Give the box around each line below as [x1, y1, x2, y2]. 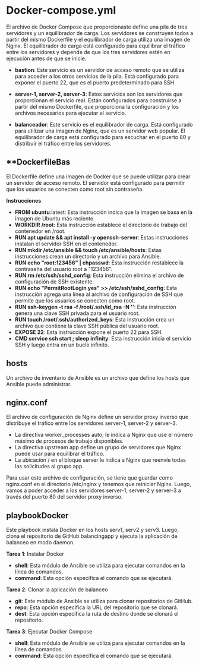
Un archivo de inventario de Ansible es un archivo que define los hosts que [6, 374, 190, 381]
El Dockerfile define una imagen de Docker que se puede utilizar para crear [6, 173, 191, 180]
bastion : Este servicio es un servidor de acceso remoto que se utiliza [14, 66, 185, 73]
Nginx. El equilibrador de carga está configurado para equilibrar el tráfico [6, 42, 185, 49]
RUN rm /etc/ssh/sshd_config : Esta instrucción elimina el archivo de [14, 272, 184, 279]
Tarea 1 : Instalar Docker [6, 550, 64, 557]
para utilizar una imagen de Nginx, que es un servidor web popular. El [14, 127, 185, 134]
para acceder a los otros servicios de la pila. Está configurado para [14, 73, 179, 80]
